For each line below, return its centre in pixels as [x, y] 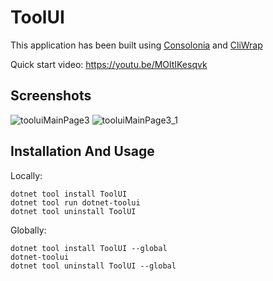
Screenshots [51, 96]
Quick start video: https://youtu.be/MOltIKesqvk [109, 64]
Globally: [28, 230]
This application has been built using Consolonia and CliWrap [136, 45]
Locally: [26, 175]
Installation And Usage [82, 151]
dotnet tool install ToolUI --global [89, 248]
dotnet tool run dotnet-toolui [75, 202]
